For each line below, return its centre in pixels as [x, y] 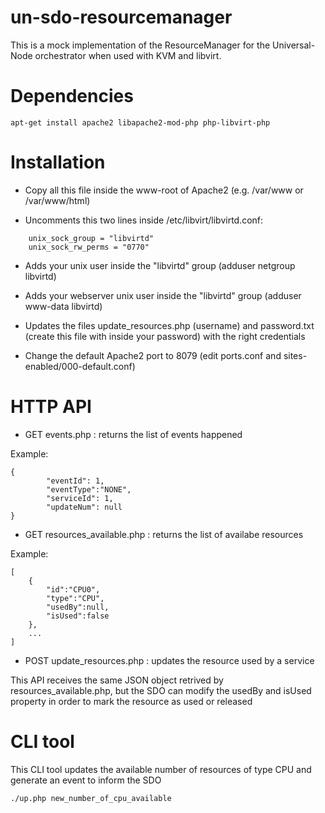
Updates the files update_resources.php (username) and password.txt [169, 325]
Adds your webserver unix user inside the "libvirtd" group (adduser [163, 295]
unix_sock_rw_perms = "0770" [89, 247]
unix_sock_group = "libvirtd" [91, 238]
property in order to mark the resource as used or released [131, 701]
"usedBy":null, [78, 607]
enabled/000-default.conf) [80, 366]
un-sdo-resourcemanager [121, 17]
